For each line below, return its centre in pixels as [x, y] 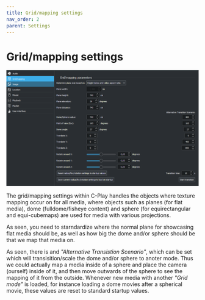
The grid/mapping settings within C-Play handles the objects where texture [101, 196]
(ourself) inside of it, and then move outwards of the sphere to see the [95, 271]
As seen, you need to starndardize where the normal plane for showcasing [100, 227]
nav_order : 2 [23, 19]
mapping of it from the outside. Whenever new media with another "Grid [97, 277]
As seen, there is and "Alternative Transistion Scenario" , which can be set [99, 252]
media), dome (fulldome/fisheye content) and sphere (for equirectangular [99, 209]
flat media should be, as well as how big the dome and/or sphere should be [101, 233]
